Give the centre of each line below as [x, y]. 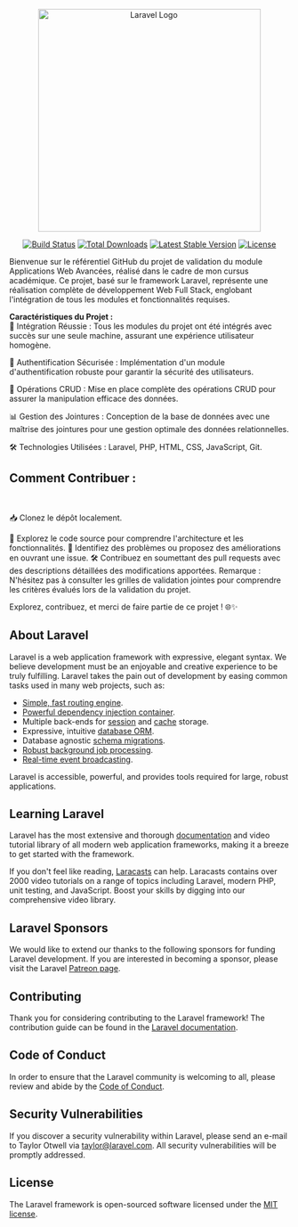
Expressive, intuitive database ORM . [88, 731]
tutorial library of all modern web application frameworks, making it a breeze [149, 845]
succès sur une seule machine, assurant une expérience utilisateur [132, 335]
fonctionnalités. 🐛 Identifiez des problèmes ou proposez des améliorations [145, 547]
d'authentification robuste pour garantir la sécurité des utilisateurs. [132, 372]
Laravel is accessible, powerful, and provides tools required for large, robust [149, 776]
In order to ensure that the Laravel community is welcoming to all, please [142, 1076]
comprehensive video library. [63, 900]
